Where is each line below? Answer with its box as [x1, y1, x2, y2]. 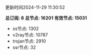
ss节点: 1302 [12, 25, 39, 31]
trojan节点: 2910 [12, 38, 46, 44]
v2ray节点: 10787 [12, 32, 48, 37]
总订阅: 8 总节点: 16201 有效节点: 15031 [5, 15, 87, 21]
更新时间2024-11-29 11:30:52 [5, 4, 65, 10]
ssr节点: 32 [12, 44, 36, 50]
